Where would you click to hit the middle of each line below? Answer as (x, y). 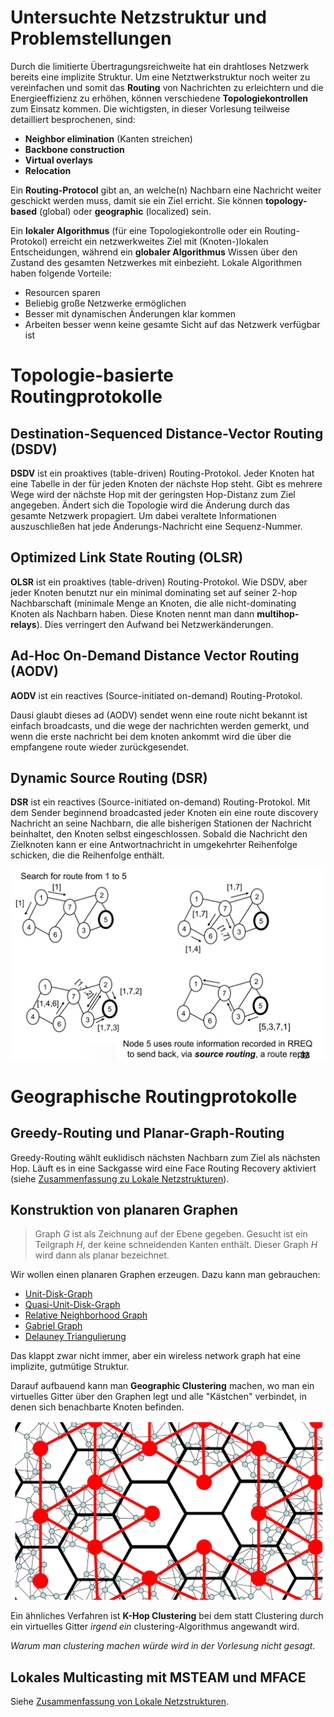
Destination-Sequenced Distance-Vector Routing (167, 433)
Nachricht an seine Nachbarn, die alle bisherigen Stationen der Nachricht (161, 823)
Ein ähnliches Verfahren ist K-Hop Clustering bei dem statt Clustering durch (167, 1616)
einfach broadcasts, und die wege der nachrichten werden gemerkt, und (160, 725)
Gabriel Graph (53, 1326)
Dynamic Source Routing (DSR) (109, 777)
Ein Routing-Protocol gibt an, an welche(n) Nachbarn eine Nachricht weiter (166, 190)
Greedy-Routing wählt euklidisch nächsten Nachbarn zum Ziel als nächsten (165, 1157)
